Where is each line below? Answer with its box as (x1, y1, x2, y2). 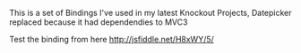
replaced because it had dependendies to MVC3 (9, 17, 188, 27)
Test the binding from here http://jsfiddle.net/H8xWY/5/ (9, 34, 215, 44)
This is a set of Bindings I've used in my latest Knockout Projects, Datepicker (9, 8, 293, 18)
